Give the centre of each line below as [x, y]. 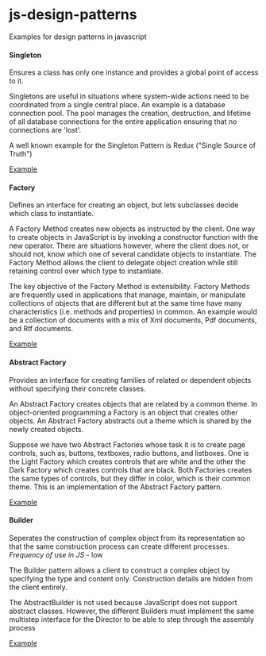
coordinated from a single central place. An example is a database [117, 105]
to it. [16, 81]
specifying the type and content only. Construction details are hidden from [131, 578]
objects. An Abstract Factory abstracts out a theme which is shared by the [131, 421]
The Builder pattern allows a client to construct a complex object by [120, 570]
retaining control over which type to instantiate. [86, 271]
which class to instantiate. [52, 214]
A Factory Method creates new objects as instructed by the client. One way [132, 229]
